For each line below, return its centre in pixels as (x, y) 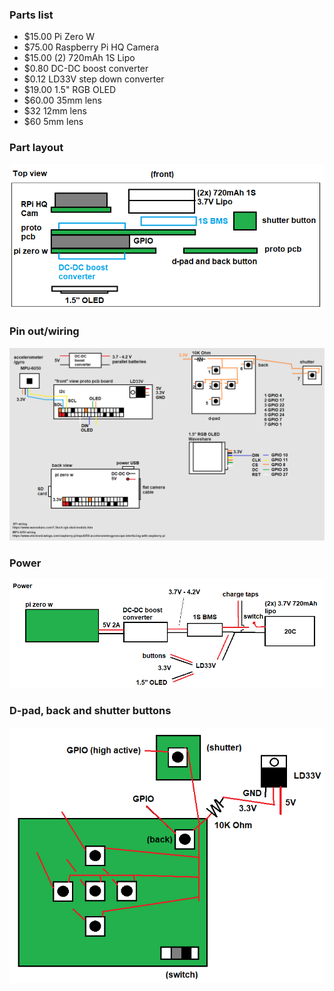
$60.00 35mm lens (62, 100)
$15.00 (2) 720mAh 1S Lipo (79, 58)
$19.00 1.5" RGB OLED (70, 90)
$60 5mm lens (53, 122)
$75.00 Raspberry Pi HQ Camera (91, 47)
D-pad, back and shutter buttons (90, 711)
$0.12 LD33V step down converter (94, 79)
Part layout (36, 148)
